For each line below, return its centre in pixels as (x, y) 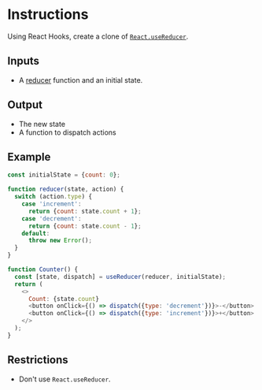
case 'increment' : (52, 204)
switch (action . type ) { (53, 197)
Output (25, 105)
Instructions (48, 15)
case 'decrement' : (52, 218)
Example (29, 156)
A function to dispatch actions (67, 132)
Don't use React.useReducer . (65, 379)
